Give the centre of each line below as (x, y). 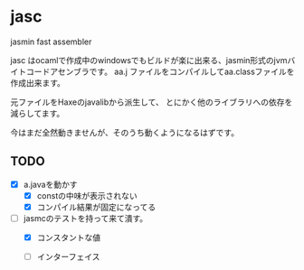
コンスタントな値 (69, 237)
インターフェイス (68, 257)
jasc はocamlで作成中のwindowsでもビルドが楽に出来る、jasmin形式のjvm (149, 60)
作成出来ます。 (38, 82)
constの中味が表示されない (87, 195)
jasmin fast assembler (51, 42)
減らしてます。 (38, 113)
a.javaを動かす (50, 184)
